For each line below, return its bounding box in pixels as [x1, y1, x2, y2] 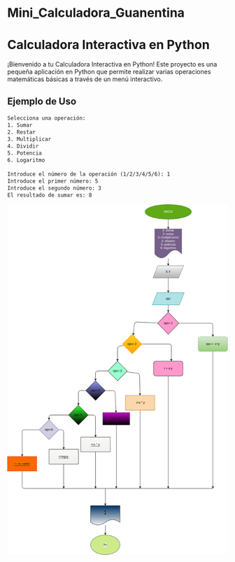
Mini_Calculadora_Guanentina [7, 5, 185, 21]
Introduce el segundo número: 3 [7, 184, 101, 192]
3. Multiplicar [7, 135, 52, 143]
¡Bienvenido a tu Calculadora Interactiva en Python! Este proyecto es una [7, 60, 218, 69]
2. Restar [7, 128, 36, 136]
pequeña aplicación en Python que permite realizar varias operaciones [7, 68, 211, 76]
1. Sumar [7, 121, 33, 129]
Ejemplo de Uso [7, 95, 77, 107]
